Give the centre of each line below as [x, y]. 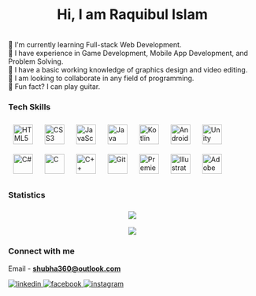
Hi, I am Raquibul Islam [132, 15]
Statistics [27, 195]
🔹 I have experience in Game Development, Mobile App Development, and [128, 53]
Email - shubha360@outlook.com [65, 268]
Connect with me [41, 251]
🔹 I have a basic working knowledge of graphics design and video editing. [128, 69]
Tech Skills [30, 106]
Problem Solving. [36, 61]
